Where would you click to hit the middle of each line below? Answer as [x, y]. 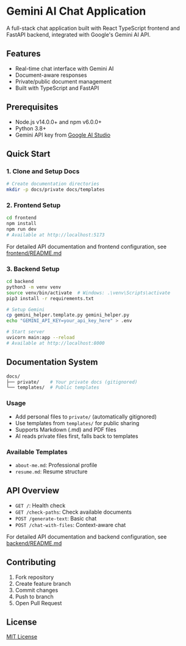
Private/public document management [63, 81]
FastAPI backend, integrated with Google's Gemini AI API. [79, 34]
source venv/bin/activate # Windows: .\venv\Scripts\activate [88, 293]
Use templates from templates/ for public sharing [77, 423]
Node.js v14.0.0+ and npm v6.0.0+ [58, 122]
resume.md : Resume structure [51, 472]
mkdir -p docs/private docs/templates [55, 190]
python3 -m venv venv [34, 287]
